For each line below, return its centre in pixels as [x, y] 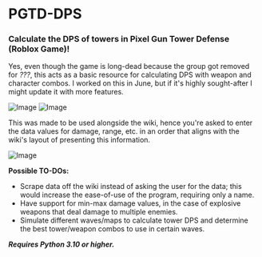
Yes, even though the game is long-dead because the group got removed [129, 66]
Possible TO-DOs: [39, 171]
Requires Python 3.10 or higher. [62, 244]
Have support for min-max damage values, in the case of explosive [130, 203]
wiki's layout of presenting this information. [79, 140]
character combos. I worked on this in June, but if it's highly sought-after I [131, 83]
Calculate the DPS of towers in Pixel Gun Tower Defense [119, 39]
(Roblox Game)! [39, 49]
